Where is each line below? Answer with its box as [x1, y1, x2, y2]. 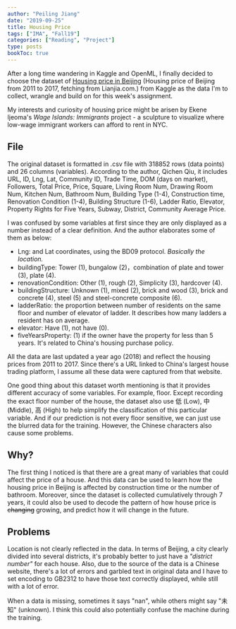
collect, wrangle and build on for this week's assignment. [7, 91, 173, 100]
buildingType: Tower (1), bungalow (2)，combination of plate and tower [17, 263, 224, 271]
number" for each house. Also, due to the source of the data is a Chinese [7, 560, 220, 568]
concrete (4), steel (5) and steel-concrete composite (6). [17, 293, 182, 302]
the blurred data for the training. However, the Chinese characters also [7, 421, 213, 430]
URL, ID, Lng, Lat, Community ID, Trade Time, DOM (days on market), [7, 175, 208, 183]
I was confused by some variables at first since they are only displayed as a [7, 218, 227, 227]
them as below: [7, 233, 52, 242]
